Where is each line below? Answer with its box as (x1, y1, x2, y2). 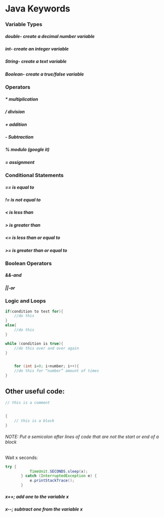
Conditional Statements (5, 172, 64, 179)
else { (5, 323, 16, 328)
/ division (5, 108, 25, 115)
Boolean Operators (5, 259, 52, 266)
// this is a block (14, 418, 55, 423)
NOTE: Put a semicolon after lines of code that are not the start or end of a (5, 433, 159, 440)
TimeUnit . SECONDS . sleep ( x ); (29, 468, 88, 474)
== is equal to (5, 184, 34, 190)
